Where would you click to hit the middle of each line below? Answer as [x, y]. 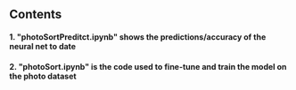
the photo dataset [43, 76]
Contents [36, 15]
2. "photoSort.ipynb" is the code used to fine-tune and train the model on [148, 66]
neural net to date [43, 46]
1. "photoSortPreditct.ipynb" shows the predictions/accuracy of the [138, 37]
